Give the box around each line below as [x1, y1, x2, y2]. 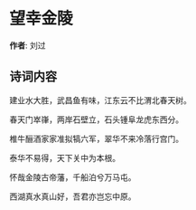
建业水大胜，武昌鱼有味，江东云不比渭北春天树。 [9, 94, 191, 105]
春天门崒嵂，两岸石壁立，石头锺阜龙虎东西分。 [9, 114, 183, 125]
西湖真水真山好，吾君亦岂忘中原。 [9, 191, 136, 202]
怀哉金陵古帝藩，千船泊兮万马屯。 [9, 171, 136, 182]
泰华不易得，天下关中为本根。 [9, 152, 120, 163]
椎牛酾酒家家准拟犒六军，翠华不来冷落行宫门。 [9, 133, 183, 144]
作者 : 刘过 [9, 40, 46, 51]
